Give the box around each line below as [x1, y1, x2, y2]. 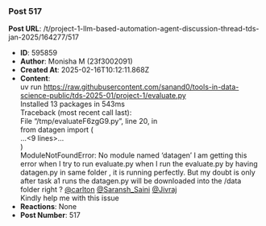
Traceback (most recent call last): [19, 108, 132, 117]
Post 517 [8, 6, 43, 17]
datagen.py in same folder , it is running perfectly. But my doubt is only [19, 167, 256, 178]
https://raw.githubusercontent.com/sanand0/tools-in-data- [43, 82, 239, 92]
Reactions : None [19, 202, 77, 212]
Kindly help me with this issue [19, 193, 119, 203]
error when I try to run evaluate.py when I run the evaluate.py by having [19, 159, 258, 169]
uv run [19, 82, 42, 92]
